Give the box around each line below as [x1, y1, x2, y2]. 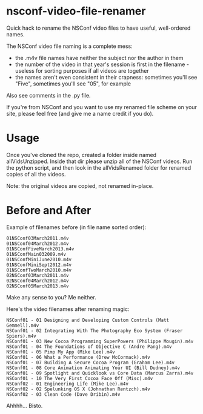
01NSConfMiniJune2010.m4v [6, 256, 72, 262]
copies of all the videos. [6, 170, 66, 178]
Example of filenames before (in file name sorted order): [6, 223, 147, 231]
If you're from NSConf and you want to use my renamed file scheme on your [6, 103, 197, 110]
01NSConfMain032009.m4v [6, 251, 67, 257]
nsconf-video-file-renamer [6, 4, 146, 18]
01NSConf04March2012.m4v [6, 241, 69, 247]
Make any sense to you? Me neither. [6, 293, 97, 301]
